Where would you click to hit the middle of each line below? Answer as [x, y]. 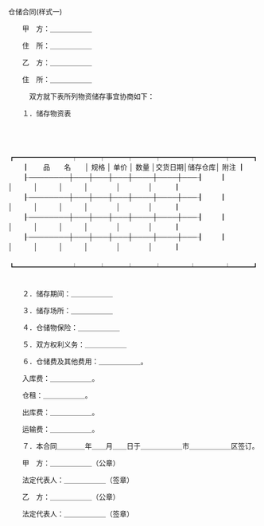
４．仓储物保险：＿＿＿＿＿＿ [71, 328]
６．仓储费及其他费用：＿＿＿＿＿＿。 [85, 361]
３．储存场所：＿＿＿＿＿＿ [67, 310]
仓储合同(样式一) [35, 12]
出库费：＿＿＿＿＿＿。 [60, 412]
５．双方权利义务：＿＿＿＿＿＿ [74, 344]
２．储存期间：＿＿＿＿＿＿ [67, 294]
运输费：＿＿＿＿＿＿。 [60, 429]
